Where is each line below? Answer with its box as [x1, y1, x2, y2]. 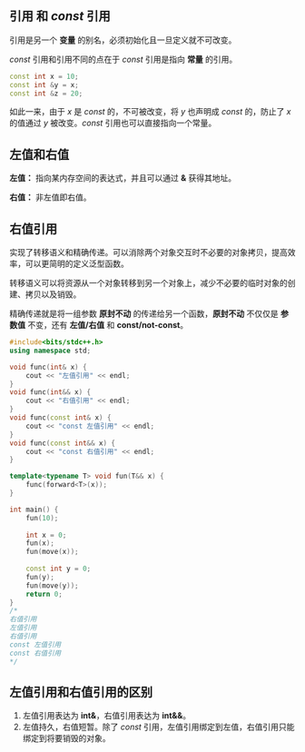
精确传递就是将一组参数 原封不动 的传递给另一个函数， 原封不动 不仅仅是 [9, 308, 279, 320]
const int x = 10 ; [9, 72, 79, 81]
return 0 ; [25, 589, 64, 599]
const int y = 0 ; [25, 564, 92, 574]
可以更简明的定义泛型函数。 [25, 258, 129, 270]
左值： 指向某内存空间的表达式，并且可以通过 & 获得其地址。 [9, 173, 237, 183]
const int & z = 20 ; [9, 89, 84, 98]
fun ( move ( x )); [25, 548, 79, 557]
